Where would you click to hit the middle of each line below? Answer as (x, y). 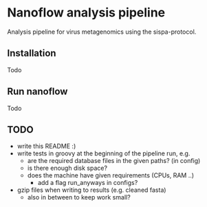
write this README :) (46, 146)
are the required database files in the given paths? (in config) (114, 161)
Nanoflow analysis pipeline (86, 13)
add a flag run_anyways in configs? (88, 183)
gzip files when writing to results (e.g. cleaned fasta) (91, 190)
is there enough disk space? (67, 168)
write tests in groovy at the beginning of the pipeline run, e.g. (103, 153)
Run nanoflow (37, 92)
